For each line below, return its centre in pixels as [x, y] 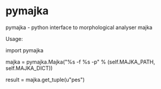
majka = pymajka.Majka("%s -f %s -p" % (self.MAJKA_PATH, [80, 62]
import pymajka [25, 50]
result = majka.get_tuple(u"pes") [45, 80]
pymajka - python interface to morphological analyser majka [79, 27]
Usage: [14, 39]
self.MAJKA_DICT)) [29, 68]
